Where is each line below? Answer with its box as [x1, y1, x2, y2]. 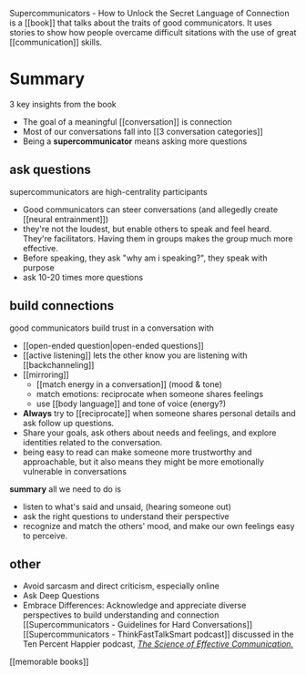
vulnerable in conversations [22, 465, 127, 476]
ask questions [9, 162, 91, 178]
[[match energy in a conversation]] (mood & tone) [36, 378, 223, 390]
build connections [9, 298, 115, 313]
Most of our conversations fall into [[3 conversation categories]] [22, 126, 264, 137]
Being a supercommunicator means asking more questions [22, 136, 248, 147]
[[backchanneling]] [22, 359, 95, 370]
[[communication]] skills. [9, 36, 103, 47]
